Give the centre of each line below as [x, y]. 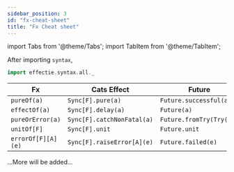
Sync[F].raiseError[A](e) [110, 142]
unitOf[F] [27, 129]
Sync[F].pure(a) [94, 101]
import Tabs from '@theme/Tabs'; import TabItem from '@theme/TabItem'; [114, 47]
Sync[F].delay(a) [96, 110]
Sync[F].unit [89, 129]
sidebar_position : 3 [37, 14]
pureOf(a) [27, 101]
